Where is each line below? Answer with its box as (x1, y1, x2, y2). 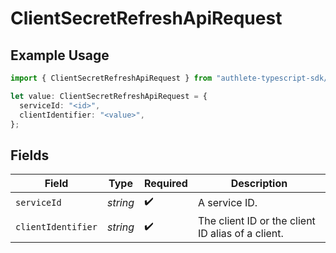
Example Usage (10, 47, 110, 64)
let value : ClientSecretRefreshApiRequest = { (10, 91, 208, 101)
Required (143, 177, 188, 191)
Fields (10, 147, 50, 164)
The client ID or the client (197, 214, 316, 228)
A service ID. (197, 195, 258, 209)
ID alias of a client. (197, 227, 284, 241)
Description (230, 177, 288, 191)
